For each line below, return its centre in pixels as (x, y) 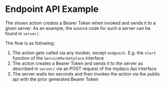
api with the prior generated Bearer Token (55, 79)
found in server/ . (23, 33)
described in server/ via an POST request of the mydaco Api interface (84, 69)
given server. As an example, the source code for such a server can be (78, 28)
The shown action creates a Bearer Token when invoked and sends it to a (81, 23)
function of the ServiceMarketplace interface (58, 58)
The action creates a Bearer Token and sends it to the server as (78, 63)
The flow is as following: (30, 43)
